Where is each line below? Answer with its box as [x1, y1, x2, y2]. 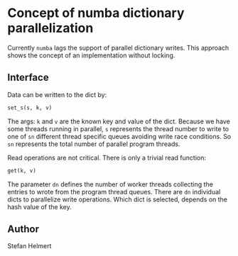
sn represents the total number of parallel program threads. [7, 140, 180, 148]
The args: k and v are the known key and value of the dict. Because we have [7, 117, 231, 126]
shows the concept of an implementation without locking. [7, 51, 175, 60]
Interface [7, 72, 49, 84]
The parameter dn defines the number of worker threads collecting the [7, 179, 213, 189]
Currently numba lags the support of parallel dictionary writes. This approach [7, 43, 229, 52]
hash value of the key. [7, 202, 72, 211]
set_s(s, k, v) [7, 104, 53, 111]
